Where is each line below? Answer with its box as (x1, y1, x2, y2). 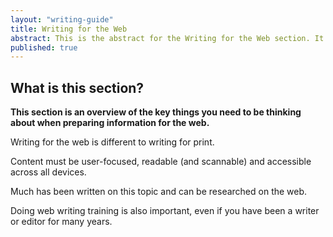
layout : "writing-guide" (10, 14, 114, 25)
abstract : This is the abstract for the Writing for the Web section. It (10, 33, 325, 43)
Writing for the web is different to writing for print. (10, 136, 215, 148)
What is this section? (10, 79, 145, 96)
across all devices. (10, 166, 87, 178)
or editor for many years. (10, 216, 113, 228)
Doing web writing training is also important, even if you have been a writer (10, 205, 320, 217)
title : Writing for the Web (10, 24, 128, 34)
